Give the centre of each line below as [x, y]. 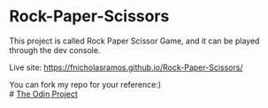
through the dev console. [55, 50]
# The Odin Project [43, 94]
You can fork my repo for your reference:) [85, 84]
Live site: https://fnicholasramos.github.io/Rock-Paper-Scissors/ [126, 67]
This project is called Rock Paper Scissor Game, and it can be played [134, 41]
